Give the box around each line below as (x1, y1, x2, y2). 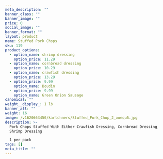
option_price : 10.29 (14, 66, 55, 71)
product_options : (5, 48, 40, 52)
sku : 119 (5, 43, 23, 48)
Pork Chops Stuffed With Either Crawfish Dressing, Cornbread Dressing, (9, 124, 160, 129)
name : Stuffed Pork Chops (5, 39, 57, 44)
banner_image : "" (5, 16, 40, 21)
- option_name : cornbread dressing (9, 61, 81, 66)
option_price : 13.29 (14, 75, 55, 79)
